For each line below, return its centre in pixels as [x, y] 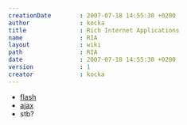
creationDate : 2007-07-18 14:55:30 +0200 [92, 15]
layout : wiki [55, 45]
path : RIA [53, 52]
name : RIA [53, 38]
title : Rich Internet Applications [94, 30]
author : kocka [56, 23]
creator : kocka [56, 74]
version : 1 [49, 67]
